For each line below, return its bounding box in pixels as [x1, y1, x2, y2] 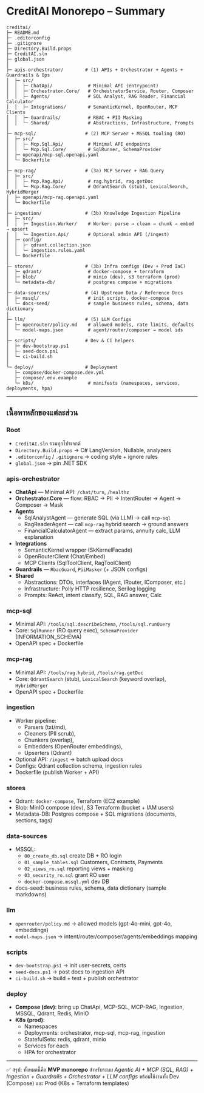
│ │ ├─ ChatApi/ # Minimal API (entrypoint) [6, 83, 159, 89]
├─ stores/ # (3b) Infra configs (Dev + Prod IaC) [6, 263, 186, 269]
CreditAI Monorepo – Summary [6, 4, 166, 18]
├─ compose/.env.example [14, 374, 78, 381]
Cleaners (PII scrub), [24, 729, 76, 737]
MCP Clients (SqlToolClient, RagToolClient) [24, 559, 132, 566]
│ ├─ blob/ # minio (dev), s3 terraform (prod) [6, 274, 181, 280]
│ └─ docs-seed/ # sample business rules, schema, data [6, 300, 189, 306]
